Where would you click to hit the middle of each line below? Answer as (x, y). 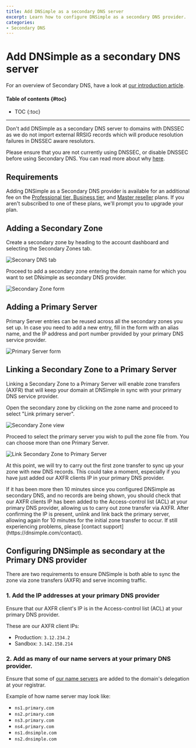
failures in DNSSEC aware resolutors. (50, 141)
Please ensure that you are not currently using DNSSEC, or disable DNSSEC (97, 152)
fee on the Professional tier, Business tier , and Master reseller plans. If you (95, 197)
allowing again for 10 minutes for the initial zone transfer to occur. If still (92, 520)
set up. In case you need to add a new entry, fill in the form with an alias (92, 327)
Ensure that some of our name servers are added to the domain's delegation (98, 679)
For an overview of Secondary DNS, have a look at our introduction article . (95, 85)
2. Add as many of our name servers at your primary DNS (88, 658)
